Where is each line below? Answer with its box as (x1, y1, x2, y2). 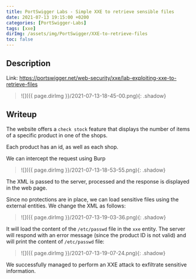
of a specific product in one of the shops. (6, 132, 108, 139)
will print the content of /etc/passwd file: (6, 238, 105, 245)
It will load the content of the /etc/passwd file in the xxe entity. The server (6, 225, 186, 232)
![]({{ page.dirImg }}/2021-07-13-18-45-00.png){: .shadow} (20, 92, 167, 99)
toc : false (6, 36, 33, 42)
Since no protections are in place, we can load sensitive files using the (6, 196, 179, 203)
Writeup (6, 110, 37, 120)
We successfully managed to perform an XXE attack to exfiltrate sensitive (6, 261, 187, 268)
